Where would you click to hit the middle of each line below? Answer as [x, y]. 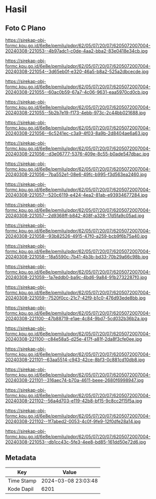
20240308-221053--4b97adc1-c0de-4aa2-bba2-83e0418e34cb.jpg [76, 51]
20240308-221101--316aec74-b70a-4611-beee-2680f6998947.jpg [74, 380]
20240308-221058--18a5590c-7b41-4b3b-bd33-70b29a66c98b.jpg [77, 257]
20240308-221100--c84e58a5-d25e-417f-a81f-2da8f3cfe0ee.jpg [74, 339]
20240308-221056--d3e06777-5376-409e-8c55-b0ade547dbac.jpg [77, 154]
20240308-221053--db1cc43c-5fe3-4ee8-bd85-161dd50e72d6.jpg [76, 442]
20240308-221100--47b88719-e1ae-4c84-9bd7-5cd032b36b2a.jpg [76, 318]
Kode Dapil [21, 489]
